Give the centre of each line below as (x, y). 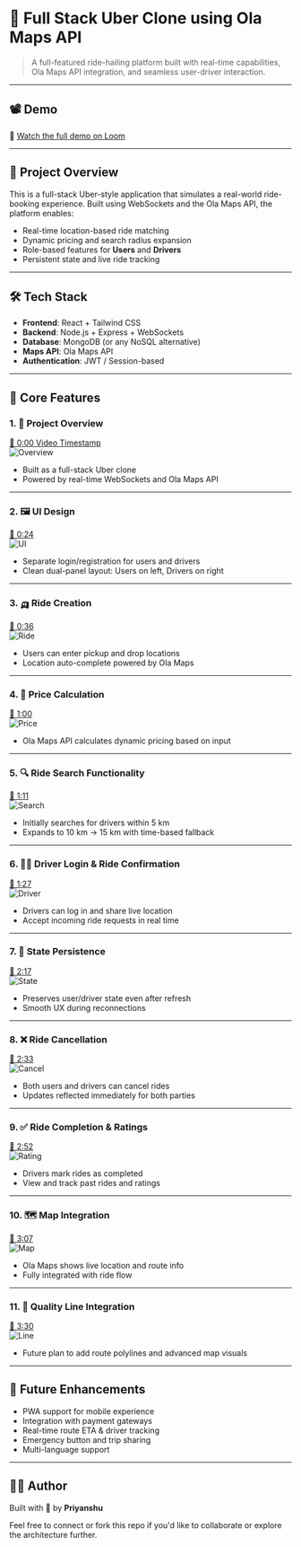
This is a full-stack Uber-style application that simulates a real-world (136, 194)
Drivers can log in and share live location (97, 910)
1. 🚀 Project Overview (56, 423)
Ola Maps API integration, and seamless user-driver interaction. (148, 72)
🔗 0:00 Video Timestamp (55, 443)
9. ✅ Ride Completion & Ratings (79, 1128)
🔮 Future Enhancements (77, 1389)
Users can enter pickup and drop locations (101, 653)
